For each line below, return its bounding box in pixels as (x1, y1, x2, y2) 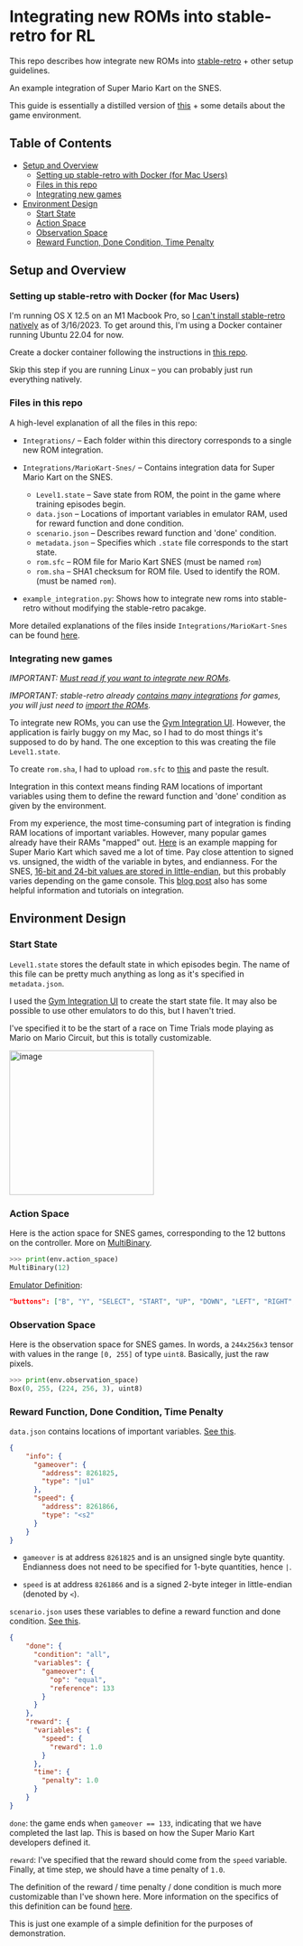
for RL (50, 25, 96, 46)
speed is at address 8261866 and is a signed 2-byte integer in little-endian (22, 1579, 293, 1590)
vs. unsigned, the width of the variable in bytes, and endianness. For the (9, 856, 278, 867)
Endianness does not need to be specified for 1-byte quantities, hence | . (22, 1561, 292, 1573)
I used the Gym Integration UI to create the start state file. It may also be (9, 996, 278, 1006)
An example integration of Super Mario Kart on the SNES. (9, 82, 223, 93)
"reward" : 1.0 (49, 1742, 103, 1752)
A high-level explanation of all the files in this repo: (9, 417, 197, 428)
